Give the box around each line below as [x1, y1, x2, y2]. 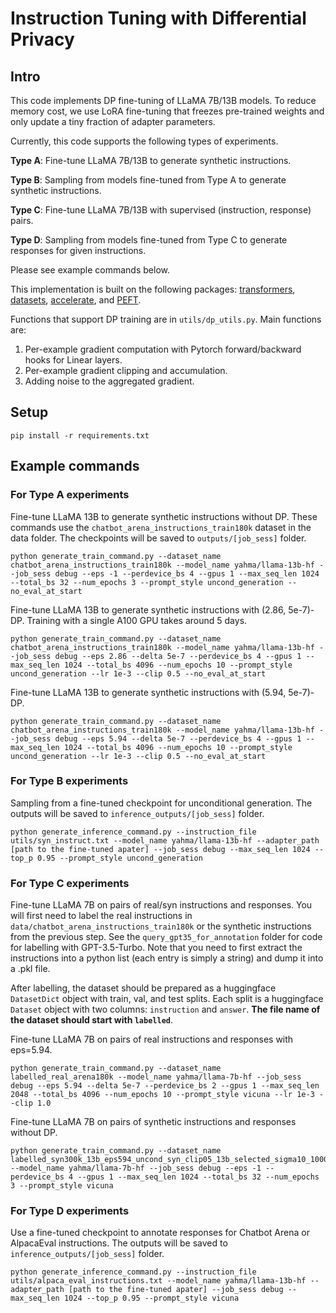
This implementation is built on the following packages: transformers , [10, 283, 296, 295]
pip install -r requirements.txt [10, 430, 150, 441]
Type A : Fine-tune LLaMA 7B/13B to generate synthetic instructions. [10, 155, 292, 166]
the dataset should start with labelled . [10, 1014, 174, 1026]
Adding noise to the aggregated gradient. [24, 375, 195, 387]
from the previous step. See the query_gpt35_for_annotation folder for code [10, 931, 323, 943]
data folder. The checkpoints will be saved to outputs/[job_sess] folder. [10, 532, 307, 544]
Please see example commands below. [10, 264, 170, 276]
